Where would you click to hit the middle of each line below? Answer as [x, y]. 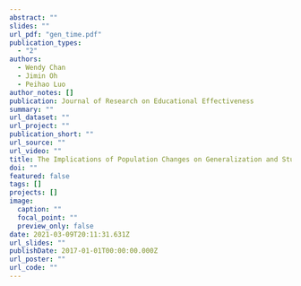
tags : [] [26, 185]
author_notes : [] [42, 92]
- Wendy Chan [42, 68]
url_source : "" [38, 143]
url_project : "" [39, 126]
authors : [26, 59]
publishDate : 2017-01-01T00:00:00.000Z [84, 251]
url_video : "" [36, 151]
